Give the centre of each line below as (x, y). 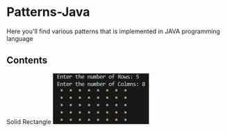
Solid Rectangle (29, 121)
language (20, 38)
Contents (27, 61)
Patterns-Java (49, 12)
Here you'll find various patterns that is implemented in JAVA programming (113, 31)
